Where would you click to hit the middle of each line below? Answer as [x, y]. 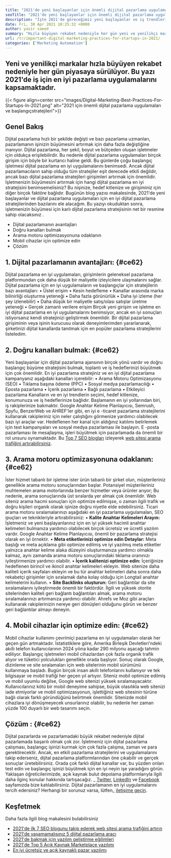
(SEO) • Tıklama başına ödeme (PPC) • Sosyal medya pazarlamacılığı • [80, 384]
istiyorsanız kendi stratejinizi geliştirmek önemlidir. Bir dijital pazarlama [79, 318]
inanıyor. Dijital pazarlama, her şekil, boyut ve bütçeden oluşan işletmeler [82, 150]
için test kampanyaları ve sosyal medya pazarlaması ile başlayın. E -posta [82, 427]
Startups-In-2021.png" [29, 105]
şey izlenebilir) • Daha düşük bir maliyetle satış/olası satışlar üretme [76, 301]
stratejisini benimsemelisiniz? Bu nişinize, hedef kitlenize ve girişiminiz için [83, 188]
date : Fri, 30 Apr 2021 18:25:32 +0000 [48, 24]
